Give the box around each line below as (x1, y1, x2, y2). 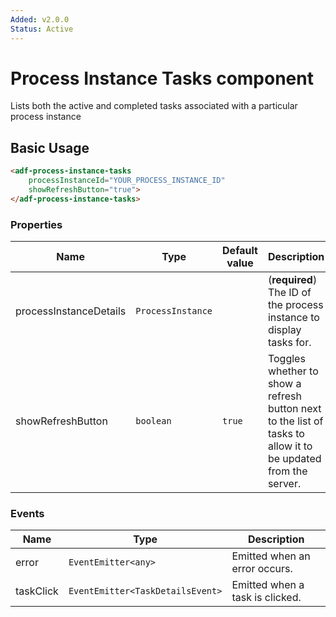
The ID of (267, 286, 312, 300)
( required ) (267, 273, 318, 287)
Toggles (267, 352, 306, 366)
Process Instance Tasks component (10, 67, 314, 90)
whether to (267, 364, 319, 378)
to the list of (267, 414, 324, 428)
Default (222, 244, 258, 258)
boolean (135, 416, 172, 427)
